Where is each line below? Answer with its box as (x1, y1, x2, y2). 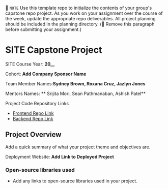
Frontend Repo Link (12, 110, 54, 116)
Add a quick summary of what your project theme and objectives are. (5, 144, 151, 150)
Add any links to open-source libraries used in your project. (12, 178, 137, 184)
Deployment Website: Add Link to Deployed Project (5, 153, 115, 160)
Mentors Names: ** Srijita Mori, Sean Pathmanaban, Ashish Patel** (5, 90, 146, 97)
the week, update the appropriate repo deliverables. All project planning (5, 16, 156, 21)
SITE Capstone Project (5, 44, 102, 56)
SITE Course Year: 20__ (5, 61, 55, 67)
